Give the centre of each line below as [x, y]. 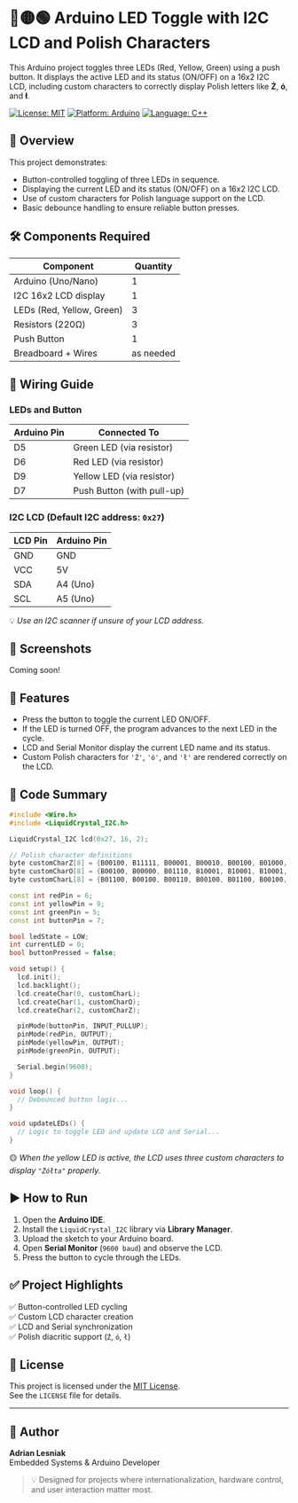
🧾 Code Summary [59, 794]
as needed [153, 353]
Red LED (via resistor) [118, 462]
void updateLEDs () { [47, 1123]
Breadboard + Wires [55, 353]
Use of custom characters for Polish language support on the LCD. [144, 198]
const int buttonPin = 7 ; [57, 920]
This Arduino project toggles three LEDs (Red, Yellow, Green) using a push [145, 67]
